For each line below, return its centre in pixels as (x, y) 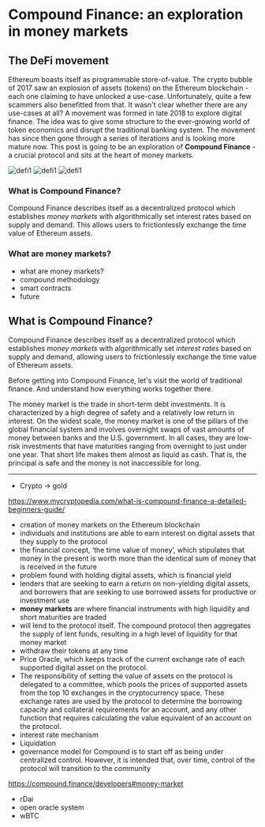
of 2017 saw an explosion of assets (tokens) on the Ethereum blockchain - (129, 88)
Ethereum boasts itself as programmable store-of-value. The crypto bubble (131, 79)
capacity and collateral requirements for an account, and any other (128, 710)
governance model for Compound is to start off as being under (121, 752)
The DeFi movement (59, 60)
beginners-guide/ (37, 510)
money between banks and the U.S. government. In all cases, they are (122, 438)
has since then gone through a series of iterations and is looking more (122, 138)
